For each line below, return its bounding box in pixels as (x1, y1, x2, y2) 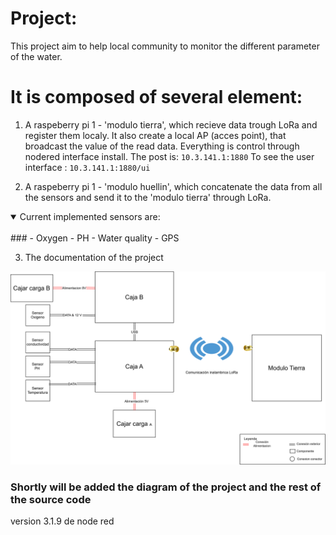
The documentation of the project (24, 251, 164, 263)
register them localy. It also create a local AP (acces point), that (24, 129, 287, 141)
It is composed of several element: (10, 86, 303, 109)
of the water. (10, 50, 63, 62)
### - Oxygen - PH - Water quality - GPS (10, 232, 180, 244)
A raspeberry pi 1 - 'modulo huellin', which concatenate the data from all (24, 180, 323, 192)
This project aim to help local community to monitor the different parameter (10, 40, 320, 52)
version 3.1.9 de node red (10, 515, 115, 527)
